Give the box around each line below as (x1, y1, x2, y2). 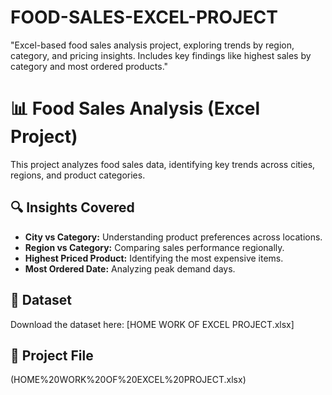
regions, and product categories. (10, 169, 146, 181)
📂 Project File (10, 347, 94, 364)
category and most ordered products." (10, 60, 169, 72)
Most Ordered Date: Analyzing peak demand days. (24, 262, 236, 275)
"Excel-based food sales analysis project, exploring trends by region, (10, 39, 295, 51)
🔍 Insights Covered (10, 199, 135, 216)
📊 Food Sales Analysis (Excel (10, 97, 261, 120)
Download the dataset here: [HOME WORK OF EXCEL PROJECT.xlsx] (10, 318, 295, 330)
